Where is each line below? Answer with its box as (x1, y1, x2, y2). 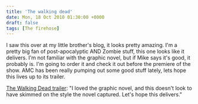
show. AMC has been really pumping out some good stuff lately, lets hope (6, 67, 187, 74)
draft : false (6, 20, 39, 26)
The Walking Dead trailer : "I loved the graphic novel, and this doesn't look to (6, 84, 193, 92)
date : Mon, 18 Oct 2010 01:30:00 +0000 (6, 14, 105, 20)
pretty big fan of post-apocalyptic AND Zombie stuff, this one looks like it (6, 48, 185, 55)
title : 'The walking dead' (6, 8, 73, 15)
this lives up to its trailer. (6, 73, 66, 80)
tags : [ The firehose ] (6, 25, 60, 31)
